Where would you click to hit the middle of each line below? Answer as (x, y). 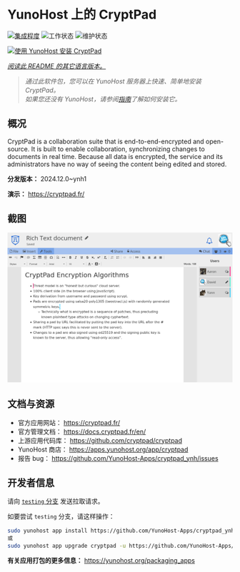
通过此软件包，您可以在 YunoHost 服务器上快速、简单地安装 (113, 81)
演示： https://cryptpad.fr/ (46, 194)
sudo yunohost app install (47, 531)
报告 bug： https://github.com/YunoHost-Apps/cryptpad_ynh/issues (118, 458)
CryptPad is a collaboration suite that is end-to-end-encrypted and (106, 141)
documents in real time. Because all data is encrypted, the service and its (115, 156)
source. (19, 149)
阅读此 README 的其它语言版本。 (57, 66)
